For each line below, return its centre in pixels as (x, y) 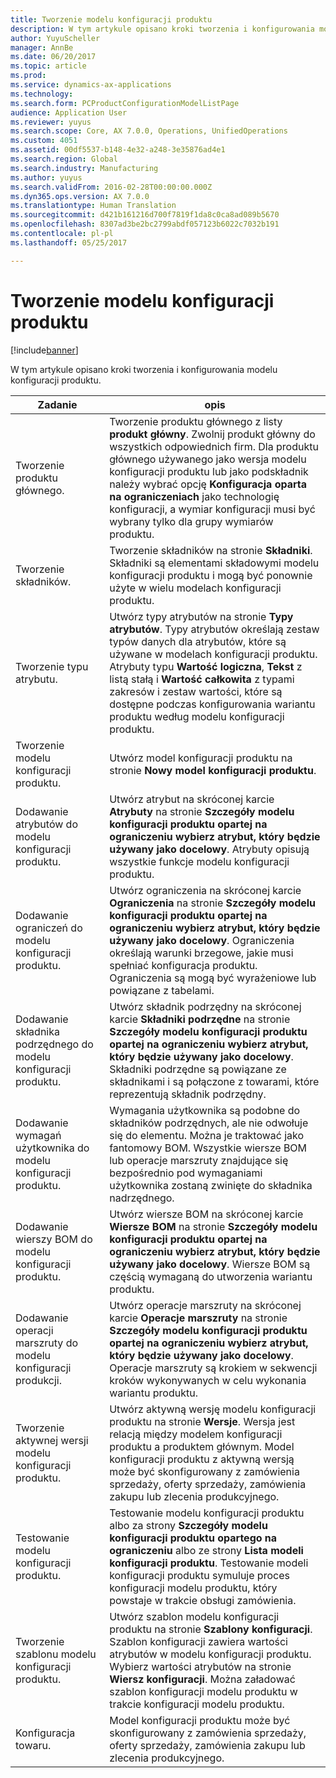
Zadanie (57, 404)
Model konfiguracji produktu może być (200, 1720)
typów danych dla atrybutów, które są (198, 641)
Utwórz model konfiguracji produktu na (201, 758)
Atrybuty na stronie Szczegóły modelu (202, 811)
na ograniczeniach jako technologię (194, 496)
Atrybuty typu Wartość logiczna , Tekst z (206, 666)
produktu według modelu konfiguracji (197, 716)
